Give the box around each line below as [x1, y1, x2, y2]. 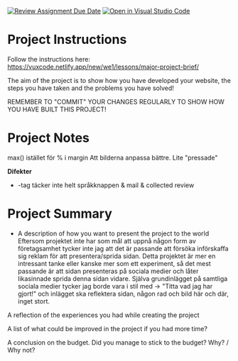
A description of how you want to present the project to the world [17, 229, 210, 238]
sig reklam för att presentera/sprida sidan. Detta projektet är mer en [17, 252, 216, 260]
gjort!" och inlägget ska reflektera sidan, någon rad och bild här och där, [17, 289, 229, 298]
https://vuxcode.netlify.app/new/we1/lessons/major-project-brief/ [7, 62, 199, 71]
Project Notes [7, 130, 90, 146]
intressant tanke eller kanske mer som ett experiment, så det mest [17, 259, 211, 267]
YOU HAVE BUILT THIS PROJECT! [7, 105, 107, 113]
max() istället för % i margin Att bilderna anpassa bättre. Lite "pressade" [7, 153, 218, 162]
